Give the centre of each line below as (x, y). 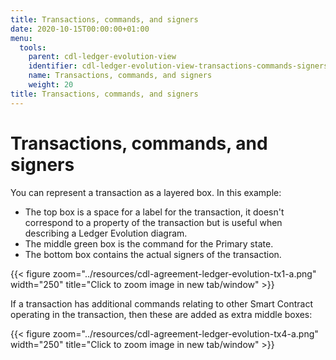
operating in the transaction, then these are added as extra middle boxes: (161, 314)
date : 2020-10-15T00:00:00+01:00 (80, 29)
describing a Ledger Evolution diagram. (106, 233)
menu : (21, 38)
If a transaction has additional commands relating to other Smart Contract (162, 303)
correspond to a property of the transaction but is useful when (153, 222)
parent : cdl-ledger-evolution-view (102, 57)
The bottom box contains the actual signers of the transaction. (153, 254)
